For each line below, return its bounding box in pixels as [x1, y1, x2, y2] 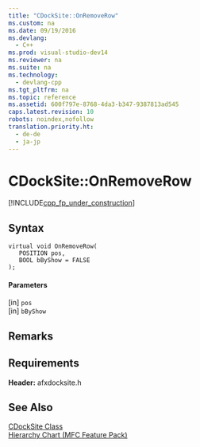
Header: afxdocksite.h [8, 378, 82, 387]
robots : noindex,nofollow [8, 116, 94, 124]
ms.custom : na [8, 19, 56, 27]
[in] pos [8, 298, 33, 308]
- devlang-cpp [15, 78, 62, 86]
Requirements [8, 356, 79, 371]
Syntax [8, 221, 44, 235]
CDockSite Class [8, 422, 63, 431]
